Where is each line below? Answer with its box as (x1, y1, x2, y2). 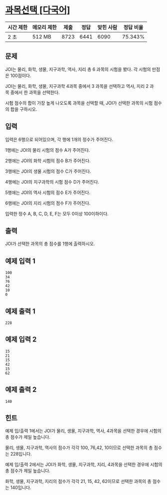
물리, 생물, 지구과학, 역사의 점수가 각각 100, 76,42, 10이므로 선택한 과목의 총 (5, 445, 153, 451)
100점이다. (10, 72, 31, 78)
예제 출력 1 (5, 307, 36, 315)
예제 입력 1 (5, 256, 36, 265)
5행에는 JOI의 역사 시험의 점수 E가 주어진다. (5, 189, 91, 195)
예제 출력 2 (5, 385, 37, 394)
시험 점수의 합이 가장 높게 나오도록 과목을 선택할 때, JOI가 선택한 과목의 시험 (5, 100, 153, 106)
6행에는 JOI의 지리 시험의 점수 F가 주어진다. (5, 200, 91, 206)
